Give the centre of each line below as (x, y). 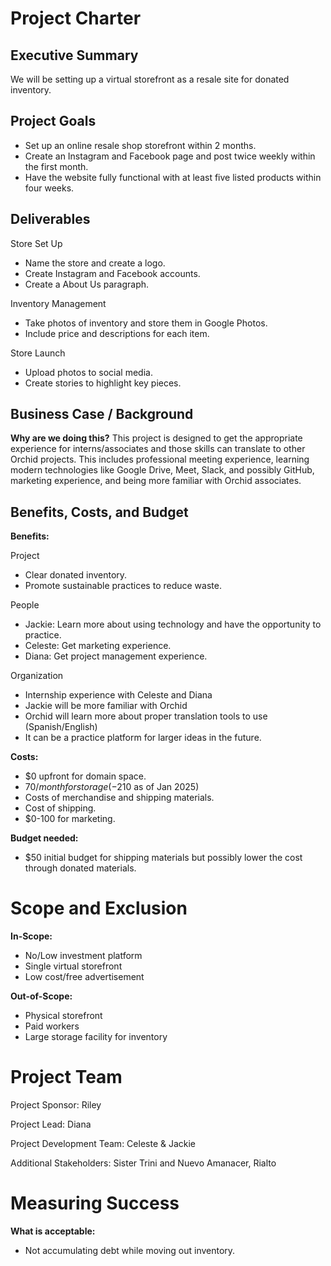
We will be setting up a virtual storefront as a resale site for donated (150, 79)
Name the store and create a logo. (95, 263)
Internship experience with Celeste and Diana (118, 695)
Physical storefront (63, 1016)
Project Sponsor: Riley (56, 1105)
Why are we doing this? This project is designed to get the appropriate (156, 438)
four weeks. (49, 188)
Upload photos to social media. (88, 372)
